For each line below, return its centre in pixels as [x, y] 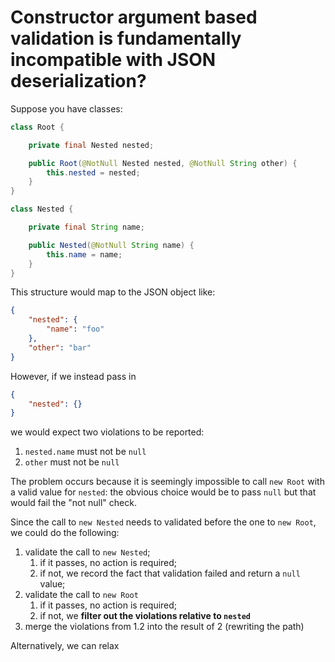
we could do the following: [65, 533]
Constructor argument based [134, 17]
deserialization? [78, 81]
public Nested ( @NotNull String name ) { [111, 245]
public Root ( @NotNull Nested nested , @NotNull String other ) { [163, 163]
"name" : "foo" [75, 329]
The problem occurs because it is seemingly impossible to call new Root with [167, 482]
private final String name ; [86, 227]
